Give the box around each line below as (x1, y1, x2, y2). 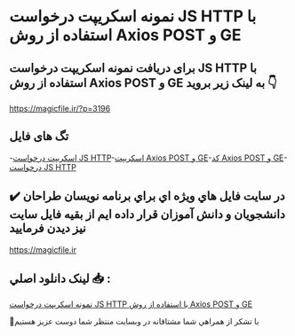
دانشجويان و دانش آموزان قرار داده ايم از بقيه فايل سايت (9, 207, 286, 223)
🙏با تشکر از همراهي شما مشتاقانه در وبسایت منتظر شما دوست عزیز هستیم (9, 316, 259, 327)
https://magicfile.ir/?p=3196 (9, 104, 111, 113)
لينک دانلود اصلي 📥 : (9, 271, 111, 286)
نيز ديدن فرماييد (9, 221, 86, 236)
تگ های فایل (9, 129, 69, 144)
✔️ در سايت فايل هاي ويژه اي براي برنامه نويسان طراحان (9, 189, 286, 204)
